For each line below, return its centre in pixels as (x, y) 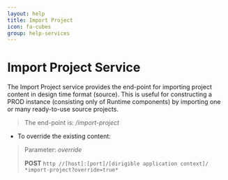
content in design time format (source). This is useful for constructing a (110, 94)
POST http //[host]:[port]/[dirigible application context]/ (116, 163)
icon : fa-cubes (29, 27)
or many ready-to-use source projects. (63, 110)
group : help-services (39, 33)
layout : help (26, 14)
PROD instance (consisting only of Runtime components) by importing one (114, 102)
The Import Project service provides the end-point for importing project (110, 87)
